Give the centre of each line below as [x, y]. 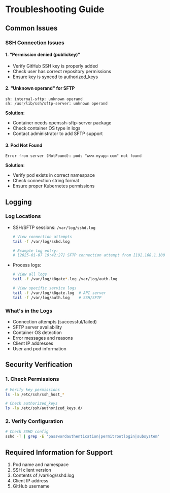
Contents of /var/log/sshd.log [43, 475]
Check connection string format [46, 181]
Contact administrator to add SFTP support [58, 134]
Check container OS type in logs [46, 128]
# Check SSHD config [27, 432]
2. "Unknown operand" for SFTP [40, 88]
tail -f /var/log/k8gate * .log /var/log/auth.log [65, 279]
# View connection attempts [42, 237]
